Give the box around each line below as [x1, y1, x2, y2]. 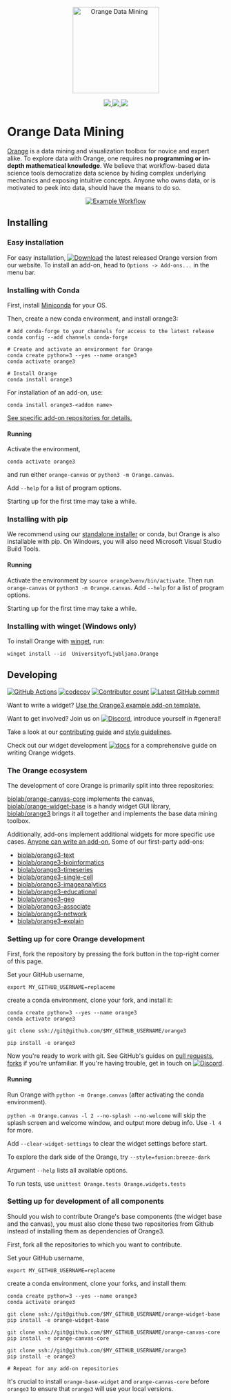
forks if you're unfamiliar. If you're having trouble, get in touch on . [7, 1059, 224, 1068]
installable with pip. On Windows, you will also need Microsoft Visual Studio [7, 538, 222, 546]
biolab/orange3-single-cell [17, 873, 94, 881]
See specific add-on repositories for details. [7, 413, 132, 422]
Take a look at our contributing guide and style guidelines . [7, 728, 172, 736]
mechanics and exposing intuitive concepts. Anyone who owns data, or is [7, 176, 216, 185]
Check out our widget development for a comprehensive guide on [7, 741, 217, 749]
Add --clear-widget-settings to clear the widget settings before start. [7, 1139, 208, 1147]
